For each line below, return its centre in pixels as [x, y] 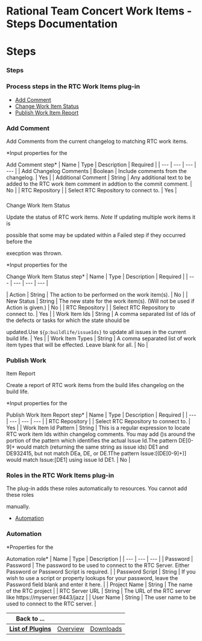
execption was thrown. [34, 253]
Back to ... [30, 618]
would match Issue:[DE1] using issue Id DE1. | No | [68, 460]
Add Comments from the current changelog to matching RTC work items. [97, 141]
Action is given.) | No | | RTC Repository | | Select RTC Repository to [91, 307]
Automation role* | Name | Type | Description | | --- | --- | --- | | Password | [99, 558]
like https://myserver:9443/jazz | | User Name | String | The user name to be [101, 597]
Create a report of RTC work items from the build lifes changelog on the [95, 385]
